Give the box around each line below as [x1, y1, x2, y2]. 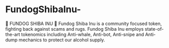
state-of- [144, 26, 164, 32]
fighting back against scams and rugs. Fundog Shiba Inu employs [5, 26, 144, 32]
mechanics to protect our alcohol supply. [18, 37, 105, 43]
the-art [5, 31, 21, 37]
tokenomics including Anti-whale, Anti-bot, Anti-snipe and [21, 31, 144, 37]
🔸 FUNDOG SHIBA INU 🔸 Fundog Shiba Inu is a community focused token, [5, 20, 162, 27]
